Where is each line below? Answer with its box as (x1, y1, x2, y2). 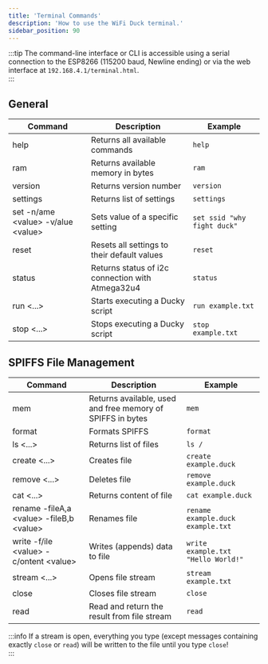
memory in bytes (90, 167, 154, 178)
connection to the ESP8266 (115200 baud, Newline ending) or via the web (8, 57, 251, 66)
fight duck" (192, 222, 238, 230)
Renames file (89, 513, 138, 524)
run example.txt (192, 302, 254, 310)
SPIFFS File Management (8, 355, 136, 369)
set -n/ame (12, 206, 56, 218)
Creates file (89, 455, 132, 466)
